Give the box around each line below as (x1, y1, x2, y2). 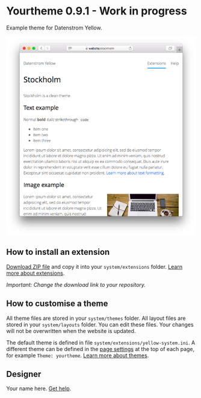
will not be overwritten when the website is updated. (6, 327, 136, 334)
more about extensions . (6, 269, 65, 277)
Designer (6, 369, 42, 379)
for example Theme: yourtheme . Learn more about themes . (6, 352, 149, 359)
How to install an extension (6, 247, 110, 257)
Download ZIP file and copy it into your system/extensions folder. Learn (6, 263, 182, 270)
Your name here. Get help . (6, 385, 71, 392)
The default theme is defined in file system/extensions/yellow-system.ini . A (6, 338, 196, 346)
